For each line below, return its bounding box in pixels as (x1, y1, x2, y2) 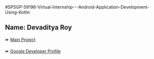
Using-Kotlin (5, 9, 30, 15)
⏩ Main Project (5, 37, 36, 42)
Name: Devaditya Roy (5, 23, 72, 32)
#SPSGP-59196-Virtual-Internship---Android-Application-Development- (5, 4, 150, 10)
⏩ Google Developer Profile (5, 48, 61, 54)
